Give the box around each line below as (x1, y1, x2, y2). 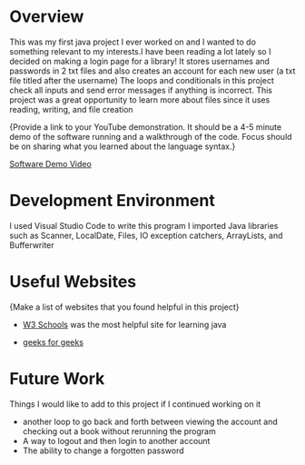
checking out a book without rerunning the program (22, 425, 216, 437)
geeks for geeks (22, 336, 84, 347)
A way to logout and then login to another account (22, 435, 211, 446)
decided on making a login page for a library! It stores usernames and (9, 55, 271, 66)
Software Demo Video (9, 158, 93, 169)
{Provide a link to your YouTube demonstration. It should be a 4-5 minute (9, 121, 282, 133)
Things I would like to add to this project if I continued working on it (9, 398, 261, 410)
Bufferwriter (9, 239, 54, 251)
